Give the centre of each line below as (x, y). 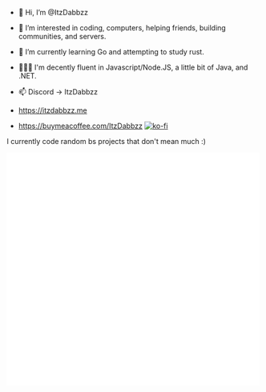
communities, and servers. (62, 36)
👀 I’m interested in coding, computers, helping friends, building (122, 28)
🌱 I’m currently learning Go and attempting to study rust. (111, 52)
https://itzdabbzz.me (53, 110)
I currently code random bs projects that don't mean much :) (107, 141)
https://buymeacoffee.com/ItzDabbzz (80, 126)
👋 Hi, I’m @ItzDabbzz (53, 12)
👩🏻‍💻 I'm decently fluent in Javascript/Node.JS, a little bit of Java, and (133, 67)
